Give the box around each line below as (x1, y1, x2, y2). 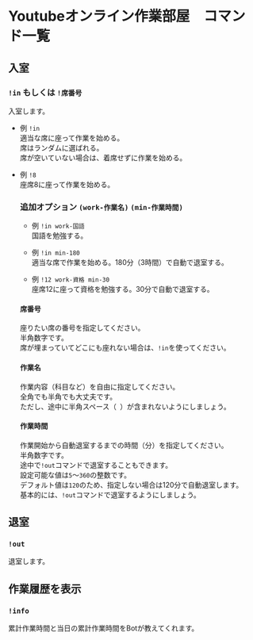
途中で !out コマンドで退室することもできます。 (19, 460, 173, 469)
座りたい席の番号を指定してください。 (19, 323, 145, 333)
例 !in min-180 (31, 247, 81, 258)
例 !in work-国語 (31, 221, 85, 231)
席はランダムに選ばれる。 (19, 143, 104, 152)
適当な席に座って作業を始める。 (19, 132, 125, 143)
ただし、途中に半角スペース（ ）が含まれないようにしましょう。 (19, 401, 232, 411)
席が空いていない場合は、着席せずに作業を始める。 (19, 152, 187, 163)
